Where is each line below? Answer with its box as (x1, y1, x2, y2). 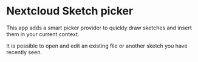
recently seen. (6, 48, 43, 55)
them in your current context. (6, 30, 80, 37)
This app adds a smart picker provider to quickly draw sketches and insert (6, 24, 193, 31)
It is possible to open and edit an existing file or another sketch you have (6, 42, 188, 49)
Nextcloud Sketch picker (6, 4, 134, 18)
